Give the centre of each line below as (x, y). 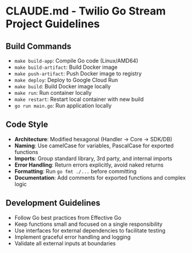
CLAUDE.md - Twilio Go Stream (86, 11)
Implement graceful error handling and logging (72, 237)
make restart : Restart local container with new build (79, 99)
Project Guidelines (53, 24)
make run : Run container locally (53, 93)
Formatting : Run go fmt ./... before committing (75, 171)
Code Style (27, 125)
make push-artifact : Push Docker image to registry (78, 73)
